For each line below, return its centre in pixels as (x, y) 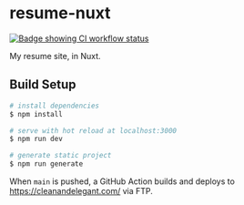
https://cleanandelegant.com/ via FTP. (81, 191)
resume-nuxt (60, 13)
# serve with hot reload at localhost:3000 (93, 130)
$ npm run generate (46, 164)
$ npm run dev (36, 139)
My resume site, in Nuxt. (56, 56)
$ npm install (36, 114)
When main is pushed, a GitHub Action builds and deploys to (122, 181)
